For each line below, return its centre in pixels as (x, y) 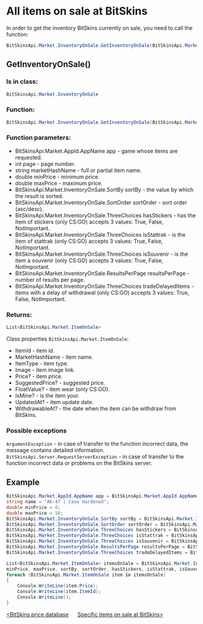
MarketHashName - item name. (54, 357)
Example (23, 482)
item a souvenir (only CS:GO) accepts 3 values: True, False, (89, 260)
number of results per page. (50, 279)
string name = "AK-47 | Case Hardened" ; (58, 502)
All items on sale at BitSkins (77, 11)
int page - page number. (45, 164)
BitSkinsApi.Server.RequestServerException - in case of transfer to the (95, 457)
